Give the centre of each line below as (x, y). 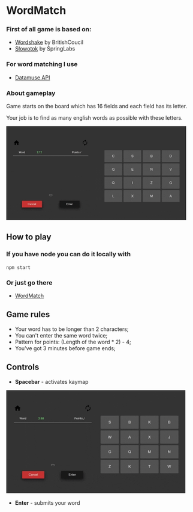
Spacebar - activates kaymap (52, 381)
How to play (29, 237)
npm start (19, 267)
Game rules (28, 314)
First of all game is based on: (49, 29)
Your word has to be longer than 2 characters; (72, 329)
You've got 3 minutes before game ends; (65, 348)
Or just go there (29, 282)
